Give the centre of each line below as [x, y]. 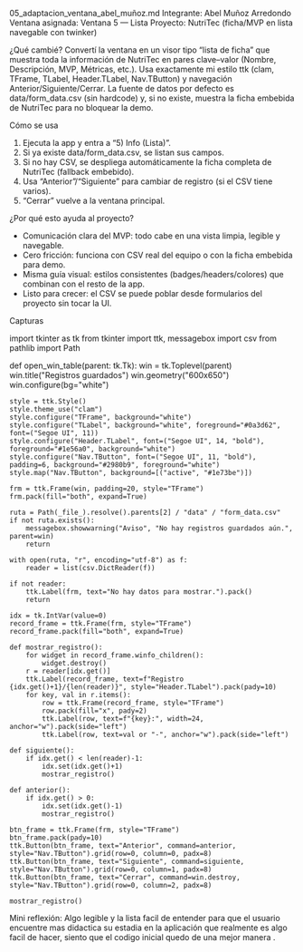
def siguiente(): [42, 751]
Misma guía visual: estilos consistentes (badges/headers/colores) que [153, 274]
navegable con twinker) [53, 32]
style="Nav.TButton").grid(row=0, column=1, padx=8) [111, 869]
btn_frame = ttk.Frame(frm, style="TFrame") [95, 830]
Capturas [27, 321]
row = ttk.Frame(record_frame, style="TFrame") [133, 703]
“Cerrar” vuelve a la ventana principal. [94, 200]
